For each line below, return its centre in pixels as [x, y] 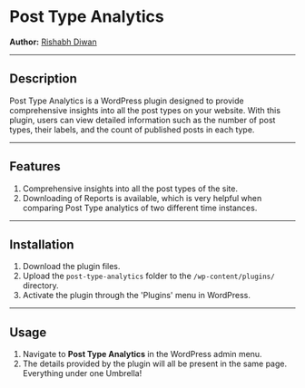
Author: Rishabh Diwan [53, 42]
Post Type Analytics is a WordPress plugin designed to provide [127, 101]
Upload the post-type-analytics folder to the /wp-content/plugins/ [148, 276]
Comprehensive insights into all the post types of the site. [130, 189]
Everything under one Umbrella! [82, 373]
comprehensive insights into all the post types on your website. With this [145, 110]
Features [35, 166]
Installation [42, 244]
